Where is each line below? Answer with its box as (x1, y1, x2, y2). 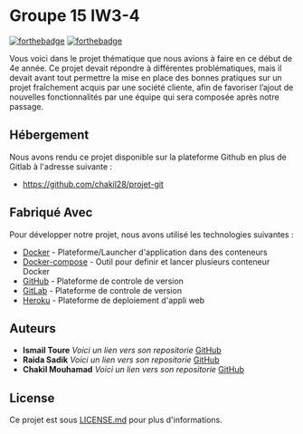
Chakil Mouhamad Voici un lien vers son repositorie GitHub (22, 364, 244, 375)
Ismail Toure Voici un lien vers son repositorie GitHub (22, 345, 222, 356)
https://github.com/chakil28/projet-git (22, 178, 165, 189)
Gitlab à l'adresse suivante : (9, 160, 113, 172)
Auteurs (9, 321, 57, 336)
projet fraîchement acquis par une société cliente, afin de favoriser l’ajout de (9, 82, 294, 92)
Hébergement (9, 128, 90, 143)
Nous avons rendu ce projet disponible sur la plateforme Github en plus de (9, 151, 287, 162)
